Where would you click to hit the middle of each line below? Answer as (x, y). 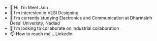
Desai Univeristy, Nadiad (35, 23)
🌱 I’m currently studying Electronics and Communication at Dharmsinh (81, 18)
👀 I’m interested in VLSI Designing (44, 13)
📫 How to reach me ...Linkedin (41, 34)
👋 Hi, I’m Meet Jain (29, 8)
